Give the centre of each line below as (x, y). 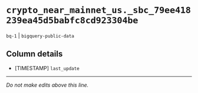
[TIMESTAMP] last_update (47, 68)
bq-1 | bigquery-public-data (40, 35)
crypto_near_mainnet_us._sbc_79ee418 (99, 10)
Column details (34, 54)
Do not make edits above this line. (47, 85)
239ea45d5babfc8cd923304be (72, 21)
